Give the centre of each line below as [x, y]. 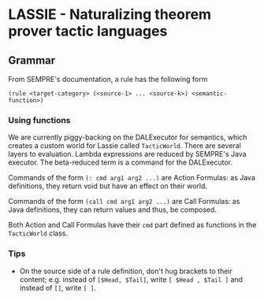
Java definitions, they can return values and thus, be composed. [113, 209]
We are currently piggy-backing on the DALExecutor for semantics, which [128, 137]
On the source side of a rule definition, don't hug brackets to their [126, 271]
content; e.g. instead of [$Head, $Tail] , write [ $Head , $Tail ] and [131, 279]
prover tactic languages [88, 31]
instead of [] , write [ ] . [58, 287]
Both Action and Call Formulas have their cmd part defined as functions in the [132, 225]
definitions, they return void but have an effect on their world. [108, 186]
